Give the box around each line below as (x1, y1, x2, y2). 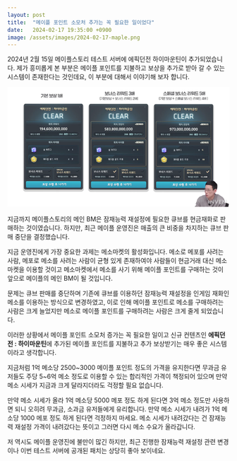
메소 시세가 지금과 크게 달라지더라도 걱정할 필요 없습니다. (7, 380, 164, 389)
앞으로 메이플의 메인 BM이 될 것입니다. (7, 274, 113, 282)
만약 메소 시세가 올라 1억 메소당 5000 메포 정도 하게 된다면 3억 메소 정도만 (7, 396, 211, 404)
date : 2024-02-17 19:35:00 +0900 (7, 26, 112, 33)
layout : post (7, 11, 46, 18)
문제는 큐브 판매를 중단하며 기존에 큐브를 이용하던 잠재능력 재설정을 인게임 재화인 (7, 288, 230, 297)
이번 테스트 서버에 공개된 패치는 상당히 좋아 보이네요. (20, 446, 166, 455)
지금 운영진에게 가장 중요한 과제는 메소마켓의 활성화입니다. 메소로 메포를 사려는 (7, 247, 224, 256)
